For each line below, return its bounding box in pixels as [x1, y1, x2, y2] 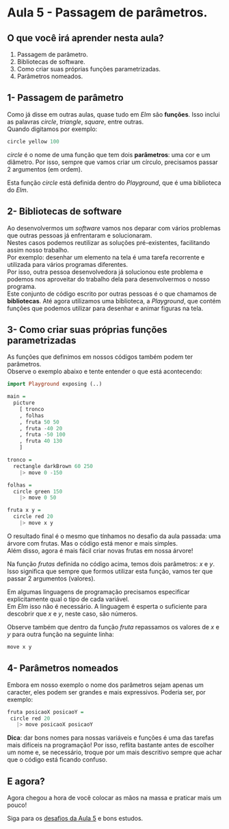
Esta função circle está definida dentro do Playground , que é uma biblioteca [7, 178, 221, 187]
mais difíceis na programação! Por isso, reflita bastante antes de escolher [7, 741, 215, 749]
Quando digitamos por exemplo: [7, 125, 98, 133]
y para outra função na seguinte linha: [7, 630, 114, 638]
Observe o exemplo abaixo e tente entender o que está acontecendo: [7, 367, 203, 375]
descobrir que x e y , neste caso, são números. [7, 609, 138, 618]
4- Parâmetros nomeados [7, 662, 118, 674]
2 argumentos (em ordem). [7, 165, 83, 173]
